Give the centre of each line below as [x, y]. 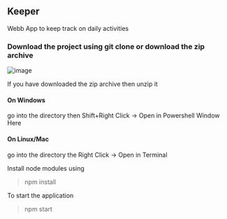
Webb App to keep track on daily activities [68, 28]
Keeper [23, 12]
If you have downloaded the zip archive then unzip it [83, 84]
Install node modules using [46, 168]
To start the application [41, 195]
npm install [40, 182]
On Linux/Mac [28, 139]
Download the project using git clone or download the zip [106, 46]
